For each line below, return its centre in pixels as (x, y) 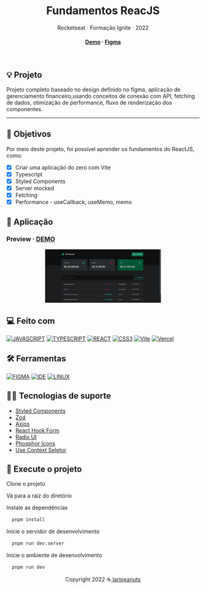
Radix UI (26, 437)
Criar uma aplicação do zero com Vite (63, 167)
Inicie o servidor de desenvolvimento (53, 531)
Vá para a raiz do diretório (39, 496)
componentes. (25, 109)
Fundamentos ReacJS (103, 11)
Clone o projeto (26, 484)
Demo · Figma (103, 42)
